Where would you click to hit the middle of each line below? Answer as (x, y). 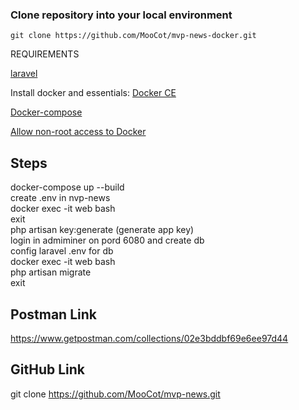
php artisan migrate (51, 272)
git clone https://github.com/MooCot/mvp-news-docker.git (133, 36)
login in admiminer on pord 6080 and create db (107, 240)
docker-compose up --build (67, 187)
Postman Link (53, 314)
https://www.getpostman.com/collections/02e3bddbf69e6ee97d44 (149, 338)
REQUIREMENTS (45, 54)
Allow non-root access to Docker (78, 132)
